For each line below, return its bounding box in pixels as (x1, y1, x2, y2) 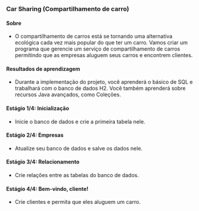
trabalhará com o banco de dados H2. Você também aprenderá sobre (14, 85, 186, 92)
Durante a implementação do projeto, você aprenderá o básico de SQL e (14, 78, 193, 86)
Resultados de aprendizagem (6, 65, 80, 73)
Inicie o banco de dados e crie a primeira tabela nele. (14, 118, 146, 125)
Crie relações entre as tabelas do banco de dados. (14, 171, 139, 178)
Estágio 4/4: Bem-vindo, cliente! (6, 185, 89, 192)
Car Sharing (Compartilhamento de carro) (6, 5, 129, 13)
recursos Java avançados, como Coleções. (14, 91, 121, 98)
